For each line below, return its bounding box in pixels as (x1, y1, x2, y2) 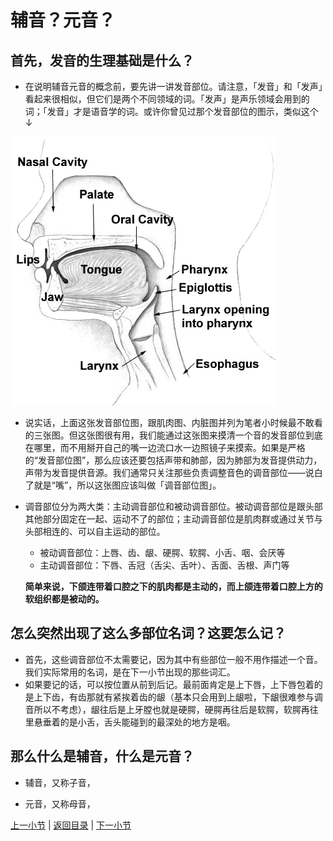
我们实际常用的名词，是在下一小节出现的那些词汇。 (24, 666, 236, 678)
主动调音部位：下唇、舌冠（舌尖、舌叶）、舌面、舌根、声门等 (39, 559, 290, 571)
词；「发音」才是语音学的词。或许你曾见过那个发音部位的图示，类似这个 (24, 106, 319, 117)
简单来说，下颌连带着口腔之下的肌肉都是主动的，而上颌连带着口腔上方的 (24, 581, 323, 592)
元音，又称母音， (24, 797, 96, 810)
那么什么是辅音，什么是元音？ (10, 748, 195, 765)
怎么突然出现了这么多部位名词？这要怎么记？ (10, 625, 287, 642)
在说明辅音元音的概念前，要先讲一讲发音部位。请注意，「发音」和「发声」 (24, 81, 323, 92)
